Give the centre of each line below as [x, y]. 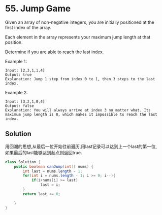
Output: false [20, 106]
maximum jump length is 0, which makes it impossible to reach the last [81, 114]
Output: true [18, 74]
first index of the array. [28, 27]
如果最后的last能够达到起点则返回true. [44, 152]
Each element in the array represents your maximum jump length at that [78, 37]
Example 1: [16, 61]
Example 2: [16, 92]
